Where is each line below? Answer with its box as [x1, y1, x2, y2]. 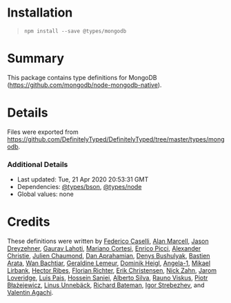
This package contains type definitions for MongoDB [7, 73, 157, 81]
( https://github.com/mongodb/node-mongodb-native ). [7, 81, 162, 89]
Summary [7, 50, 64, 66]
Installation [7, 5, 73, 21]
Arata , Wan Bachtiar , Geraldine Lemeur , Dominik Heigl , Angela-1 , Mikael [7, 259, 211, 267]
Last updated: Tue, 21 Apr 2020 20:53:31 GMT [17, 175, 149, 184]
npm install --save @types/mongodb [23, 28, 127, 35]
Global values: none [17, 190, 74, 198]
